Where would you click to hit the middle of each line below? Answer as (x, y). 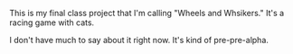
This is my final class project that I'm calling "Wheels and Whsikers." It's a (147, 13)
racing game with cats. (52, 22)
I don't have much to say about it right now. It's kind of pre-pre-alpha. (139, 40)
